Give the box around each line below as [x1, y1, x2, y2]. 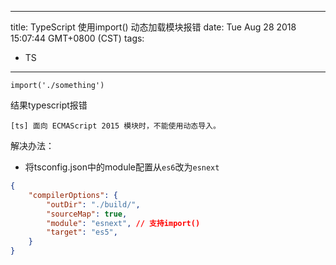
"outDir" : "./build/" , [46, 199, 141, 210]
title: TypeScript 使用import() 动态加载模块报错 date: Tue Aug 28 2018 [10, 21, 297, 33]
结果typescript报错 [10, 99, 88, 111]
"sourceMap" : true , [46, 209, 128, 219]
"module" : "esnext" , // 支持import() [46, 218, 201, 228]
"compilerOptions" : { [28, 190, 118, 200]
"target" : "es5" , [46, 227, 118, 238]
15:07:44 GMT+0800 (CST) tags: [10, 32, 145, 44]
